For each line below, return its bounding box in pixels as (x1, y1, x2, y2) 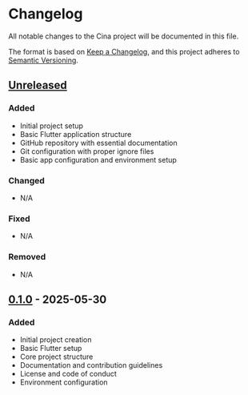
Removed (8, 252, 46, 263)
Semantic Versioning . (8, 55, 78, 65)
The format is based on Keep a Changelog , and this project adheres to (8, 46, 240, 56)
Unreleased (8, 79, 68, 92)
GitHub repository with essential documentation (19, 138, 178, 147)
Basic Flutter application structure (19, 129, 132, 139)
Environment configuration (19, 377, 108, 387)
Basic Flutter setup (19, 344, 82, 353)
